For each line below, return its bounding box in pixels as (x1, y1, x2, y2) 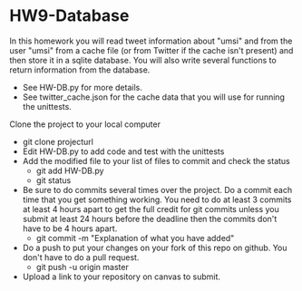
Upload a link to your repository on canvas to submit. (22, 271, 220, 282)
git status (35, 174, 72, 186)
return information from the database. (9, 64, 151, 75)
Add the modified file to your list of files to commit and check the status (22, 155, 290, 166)
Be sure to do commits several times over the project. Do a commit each (22, 184, 293, 195)
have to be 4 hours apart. (22, 223, 118, 234)
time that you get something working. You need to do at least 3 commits (22, 194, 292, 205)
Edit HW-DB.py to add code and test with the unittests (22, 146, 225, 157)
